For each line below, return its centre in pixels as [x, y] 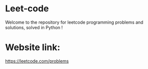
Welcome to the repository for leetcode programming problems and [74, 22]
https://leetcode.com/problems [37, 61]
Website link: [33, 48]
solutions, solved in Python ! [34, 27]
